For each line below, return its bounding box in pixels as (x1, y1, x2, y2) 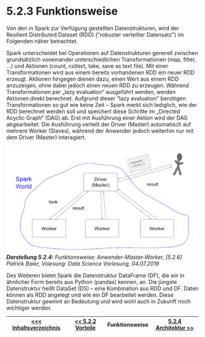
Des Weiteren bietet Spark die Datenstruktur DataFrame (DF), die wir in (6, 272, 185, 279)
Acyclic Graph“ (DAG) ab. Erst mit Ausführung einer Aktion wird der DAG (6, 114, 188, 121)
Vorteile (75, 324, 96, 332)
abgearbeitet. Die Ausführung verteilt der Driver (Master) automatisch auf (6, 120, 192, 128)
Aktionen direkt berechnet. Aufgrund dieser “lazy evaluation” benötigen (6, 95, 186, 102)
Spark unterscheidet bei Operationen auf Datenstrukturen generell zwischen (6, 49, 198, 56)
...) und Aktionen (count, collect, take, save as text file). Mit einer (6, 62, 169, 70)
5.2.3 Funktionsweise (6, 4, 118, 18)
